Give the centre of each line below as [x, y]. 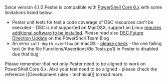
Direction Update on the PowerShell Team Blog [60, 38]
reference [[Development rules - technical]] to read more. [64, 74]
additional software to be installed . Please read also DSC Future [78, 33]
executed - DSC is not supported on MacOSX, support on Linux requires [87, 27]
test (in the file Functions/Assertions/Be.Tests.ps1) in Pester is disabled [85, 49]
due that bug [25, 54]
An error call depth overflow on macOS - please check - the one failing [87, 43]
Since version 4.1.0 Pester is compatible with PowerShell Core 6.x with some [83, 7]
